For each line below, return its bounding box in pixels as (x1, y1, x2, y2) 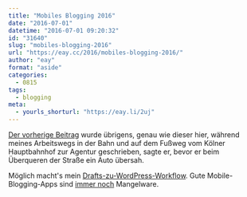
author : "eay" (8, 57, 56, 65)
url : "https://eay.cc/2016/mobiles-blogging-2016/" (8, 49, 183, 57)
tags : (8, 85, 26, 94)
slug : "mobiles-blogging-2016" (8, 41, 112, 49)
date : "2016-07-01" (8, 19, 73, 27)
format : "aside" (8, 64, 62, 72)
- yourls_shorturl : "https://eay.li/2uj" (15, 108, 155, 116)
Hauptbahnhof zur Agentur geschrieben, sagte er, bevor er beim (8, 147, 220, 156)
